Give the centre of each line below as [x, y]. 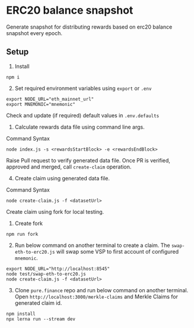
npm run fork [22, 234]
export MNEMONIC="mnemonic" [41, 104]
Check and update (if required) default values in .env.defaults [83, 115]
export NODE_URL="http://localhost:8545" [58, 268]
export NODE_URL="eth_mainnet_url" [50, 99]
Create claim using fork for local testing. [55, 211]
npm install [21, 314]
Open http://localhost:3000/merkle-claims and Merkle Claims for [96, 296]
